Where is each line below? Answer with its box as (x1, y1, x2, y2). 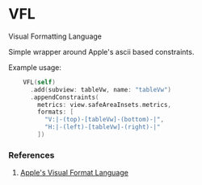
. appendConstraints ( (29, 93, 99, 101)
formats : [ (37, 108, 74, 117)
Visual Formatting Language (8, 31, 103, 41)
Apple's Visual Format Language (19, 168, 129, 178)
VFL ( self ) (23, 78, 57, 86)
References (8, 150, 55, 161)
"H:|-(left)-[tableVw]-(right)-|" (44, 123, 161, 131)
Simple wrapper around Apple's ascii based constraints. (8, 47, 195, 56)
